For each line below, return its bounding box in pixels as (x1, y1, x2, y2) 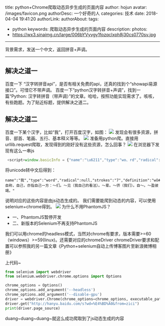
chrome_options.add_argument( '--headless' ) (5, 288, 96, 293)
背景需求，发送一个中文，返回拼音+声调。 (5, 46, 90, 52)
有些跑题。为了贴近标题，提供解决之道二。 (5, 99, 91, 105)
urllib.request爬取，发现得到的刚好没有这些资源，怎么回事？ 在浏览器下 (5, 141, 156, 147)
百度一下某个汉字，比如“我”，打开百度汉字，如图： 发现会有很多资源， (5, 129, 154, 135)
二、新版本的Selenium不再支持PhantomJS (12, 220, 98, 226)
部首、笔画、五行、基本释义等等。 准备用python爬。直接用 (13, 135, 138, 141)
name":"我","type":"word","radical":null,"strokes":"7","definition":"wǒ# (5, 178, 161, 183)
